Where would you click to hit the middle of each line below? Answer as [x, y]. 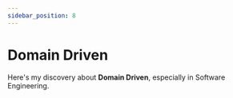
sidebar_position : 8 [42, 16]
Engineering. [28, 85]
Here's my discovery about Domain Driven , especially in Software [116, 77]
